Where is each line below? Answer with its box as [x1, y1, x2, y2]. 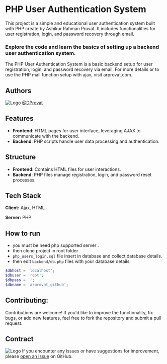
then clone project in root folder [12, 248, 78, 254]
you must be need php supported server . [12, 242, 99, 248]
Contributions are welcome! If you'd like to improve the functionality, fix [5, 309, 153, 315]
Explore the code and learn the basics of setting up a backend [5, 43, 159, 50]
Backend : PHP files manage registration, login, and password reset [12, 171, 152, 177]
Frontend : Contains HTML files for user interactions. [12, 166, 121, 172]
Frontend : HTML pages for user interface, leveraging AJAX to [12, 127, 141, 134]
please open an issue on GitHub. [5, 353, 73, 359]
